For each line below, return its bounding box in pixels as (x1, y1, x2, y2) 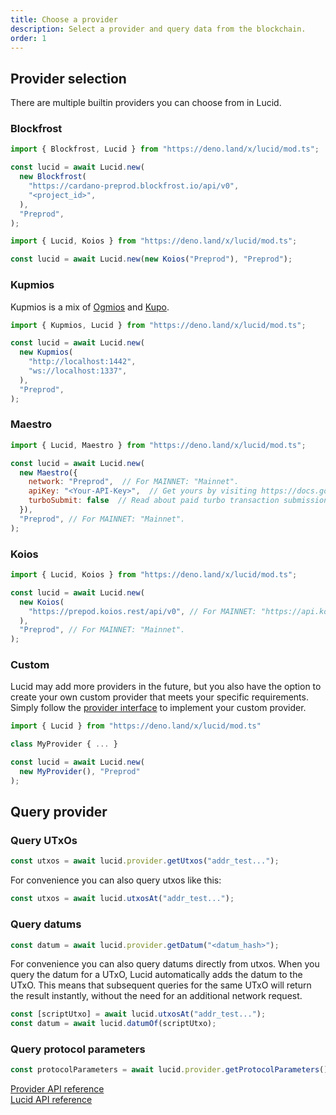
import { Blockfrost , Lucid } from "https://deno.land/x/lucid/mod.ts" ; (10, 144, 320, 155)
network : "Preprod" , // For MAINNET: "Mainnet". (28, 477, 240, 487)
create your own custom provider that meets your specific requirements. (10, 691, 309, 703)
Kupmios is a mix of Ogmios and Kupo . (10, 301, 170, 313)
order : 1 (10, 33, 47, 43)
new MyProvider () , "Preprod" (19, 767, 141, 777)
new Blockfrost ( (19, 172, 87, 182)
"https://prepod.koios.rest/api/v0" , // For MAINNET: (28, 606, 257, 616)
